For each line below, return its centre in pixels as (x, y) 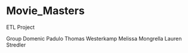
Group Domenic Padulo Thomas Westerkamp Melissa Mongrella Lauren (94, 38)
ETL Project (20, 27)
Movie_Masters (45, 11)
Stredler (16, 45)
